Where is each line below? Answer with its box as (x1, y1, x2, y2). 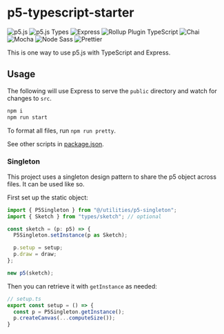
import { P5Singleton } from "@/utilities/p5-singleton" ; (7, 206, 177, 213)
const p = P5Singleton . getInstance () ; (13, 308, 125, 315)
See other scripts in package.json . (7, 139, 105, 148)
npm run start (7, 114, 48, 121)
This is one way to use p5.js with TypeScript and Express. (7, 48, 171, 57)
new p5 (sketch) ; (7, 269, 54, 277)
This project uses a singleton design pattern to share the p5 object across (7, 173, 217, 181)
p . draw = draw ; (13, 250, 57, 258)
